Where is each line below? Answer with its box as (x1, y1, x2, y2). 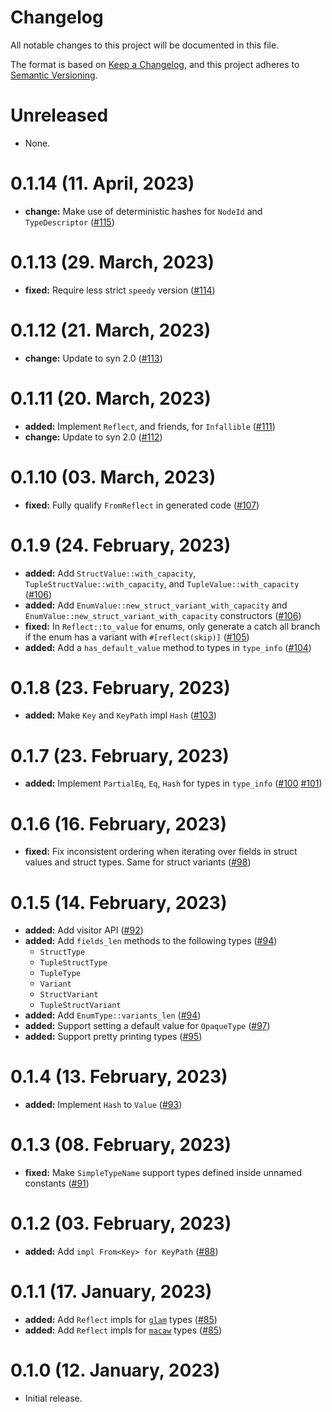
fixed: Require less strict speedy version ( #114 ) (24, 284, 216, 296)
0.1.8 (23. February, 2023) (10, 676, 231, 699)
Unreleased (10, 104, 109, 127)
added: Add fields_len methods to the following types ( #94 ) (24, 935, 278, 947)
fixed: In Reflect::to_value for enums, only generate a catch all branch (24, 620, 321, 632)
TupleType (39, 969, 82, 979)
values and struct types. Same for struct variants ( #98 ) (24, 856, 252, 868)
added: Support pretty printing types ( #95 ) (24, 1031, 203, 1043)
